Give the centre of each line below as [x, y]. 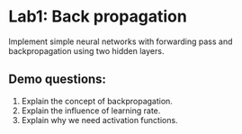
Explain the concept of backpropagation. [97, 101]
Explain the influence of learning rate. [91, 111]
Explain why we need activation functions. [99, 120]
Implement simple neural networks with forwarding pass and [121, 41]
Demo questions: [58, 80]
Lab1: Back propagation [98, 17]
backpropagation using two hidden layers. [86, 50]
